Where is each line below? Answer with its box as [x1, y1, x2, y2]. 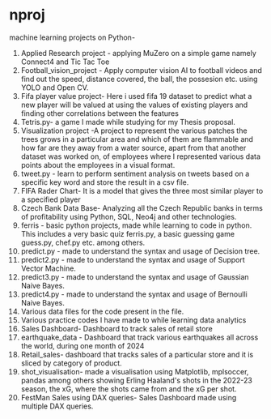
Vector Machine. [20, 263, 76, 273]
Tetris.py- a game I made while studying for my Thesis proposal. [20, 117, 235, 126]
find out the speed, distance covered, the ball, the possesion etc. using [20, 74, 258, 83]
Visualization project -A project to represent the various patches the [20, 126, 248, 135]
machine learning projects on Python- [9, 32, 136, 42]
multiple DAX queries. [20, 401, 94, 411]
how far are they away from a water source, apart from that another [20, 143, 247, 152]
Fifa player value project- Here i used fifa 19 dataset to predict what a [20, 91, 252, 100]
